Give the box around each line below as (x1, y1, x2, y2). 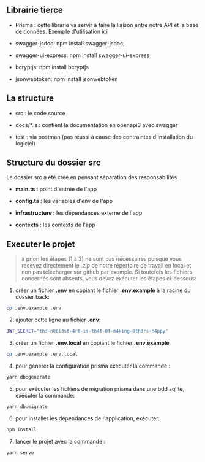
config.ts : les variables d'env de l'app (15, 198, 113, 205)
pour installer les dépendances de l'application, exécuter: (15, 414, 160, 422)
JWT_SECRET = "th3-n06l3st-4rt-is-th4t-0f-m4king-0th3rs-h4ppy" (6, 328, 168, 334)
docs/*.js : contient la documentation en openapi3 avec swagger (15, 121, 178, 128)
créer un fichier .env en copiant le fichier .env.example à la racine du (15, 287, 191, 294)
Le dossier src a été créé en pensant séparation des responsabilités (6, 174, 177, 181)
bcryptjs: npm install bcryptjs (15, 63, 89, 71)
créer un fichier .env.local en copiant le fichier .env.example (15, 339, 170, 346)
